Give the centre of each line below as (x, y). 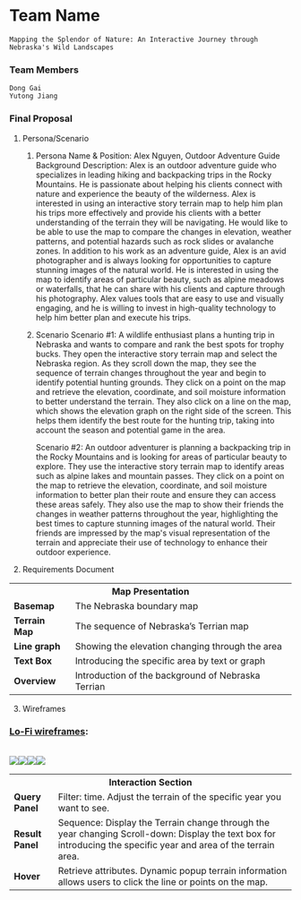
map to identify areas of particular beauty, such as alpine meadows (160, 279)
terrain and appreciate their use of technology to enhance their (152, 542)
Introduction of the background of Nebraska (168, 675)
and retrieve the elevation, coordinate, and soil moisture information (161, 391)
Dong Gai (26, 89)
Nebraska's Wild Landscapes (62, 47)
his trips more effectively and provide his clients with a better (148, 212)
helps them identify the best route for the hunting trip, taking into (155, 420)
